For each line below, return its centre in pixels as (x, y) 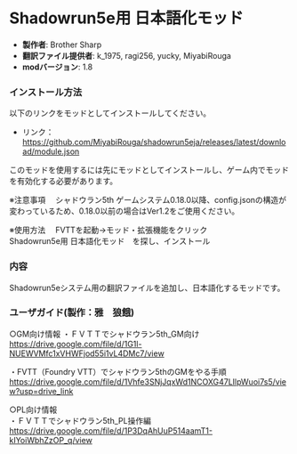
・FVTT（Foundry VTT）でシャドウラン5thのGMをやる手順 (118, 371)
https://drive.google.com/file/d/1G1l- (76, 344)
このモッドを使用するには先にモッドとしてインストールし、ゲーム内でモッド (149, 170)
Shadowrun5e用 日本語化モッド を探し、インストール (110, 241)
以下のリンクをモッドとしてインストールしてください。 (110, 113)
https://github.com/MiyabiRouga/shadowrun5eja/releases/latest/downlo (154, 142)
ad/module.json (51, 151)
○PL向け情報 (33, 409)
